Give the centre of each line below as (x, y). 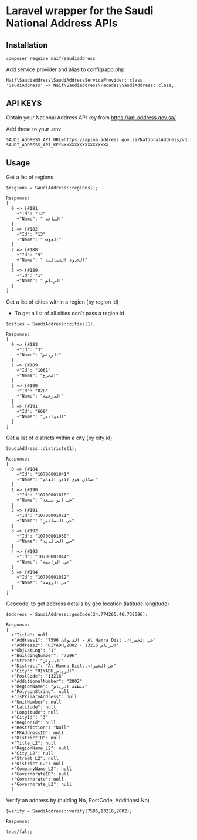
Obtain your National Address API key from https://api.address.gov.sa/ (91, 117)
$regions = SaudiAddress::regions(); (52, 188)
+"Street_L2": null (35, 758)
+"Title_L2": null (34, 743)
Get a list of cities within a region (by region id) (62, 302)
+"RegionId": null (34, 722)
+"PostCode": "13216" (38, 676)
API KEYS (24, 103)
